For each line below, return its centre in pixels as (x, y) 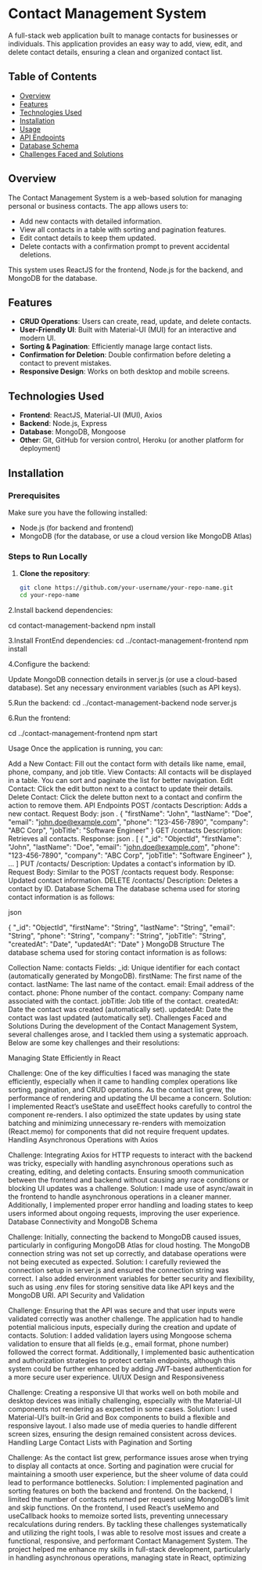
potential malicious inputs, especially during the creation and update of (122, 1327)
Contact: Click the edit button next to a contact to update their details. (120, 789)
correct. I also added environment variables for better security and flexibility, (131, 1278)
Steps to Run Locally (48, 556)
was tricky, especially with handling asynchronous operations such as (121, 1163)
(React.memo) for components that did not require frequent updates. (119, 1131)
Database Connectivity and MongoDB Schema (83, 1222)
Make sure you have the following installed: (78, 512)
